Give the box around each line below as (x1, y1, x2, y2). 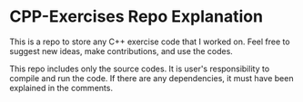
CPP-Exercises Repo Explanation (9, 6, 264, 27)
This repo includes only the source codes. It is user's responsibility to (9, 63, 270, 74)
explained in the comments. (9, 82, 114, 93)
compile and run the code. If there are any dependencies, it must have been (9, 72, 294, 83)
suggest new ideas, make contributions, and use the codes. (9, 45, 234, 56)
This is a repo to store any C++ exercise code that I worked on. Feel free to (9, 36, 290, 47)
